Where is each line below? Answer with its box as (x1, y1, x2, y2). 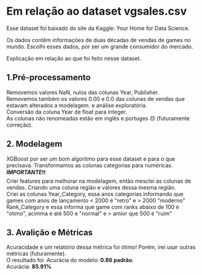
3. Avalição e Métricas (6, 227, 93, 238)
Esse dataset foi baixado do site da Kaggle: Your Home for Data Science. (6, 24, 190, 32)
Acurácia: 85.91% (6, 263, 52, 270)
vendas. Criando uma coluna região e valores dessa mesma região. (6, 183, 176, 191)
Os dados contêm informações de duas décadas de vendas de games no (6, 36, 191, 43)
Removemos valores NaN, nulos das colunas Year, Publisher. (6, 89, 159, 96)
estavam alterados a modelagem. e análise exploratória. (6, 101, 148, 109)
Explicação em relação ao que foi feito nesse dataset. (6, 54, 142, 62)
